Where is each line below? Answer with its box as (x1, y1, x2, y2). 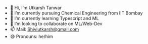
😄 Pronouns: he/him (10, 33, 53, 39)
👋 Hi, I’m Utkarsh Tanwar (10, 5, 62, 10)
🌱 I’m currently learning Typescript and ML (10, 15, 100, 21)
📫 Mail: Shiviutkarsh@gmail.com (10, 26, 79, 32)
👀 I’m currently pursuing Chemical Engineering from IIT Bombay (10, 10, 143, 16)
